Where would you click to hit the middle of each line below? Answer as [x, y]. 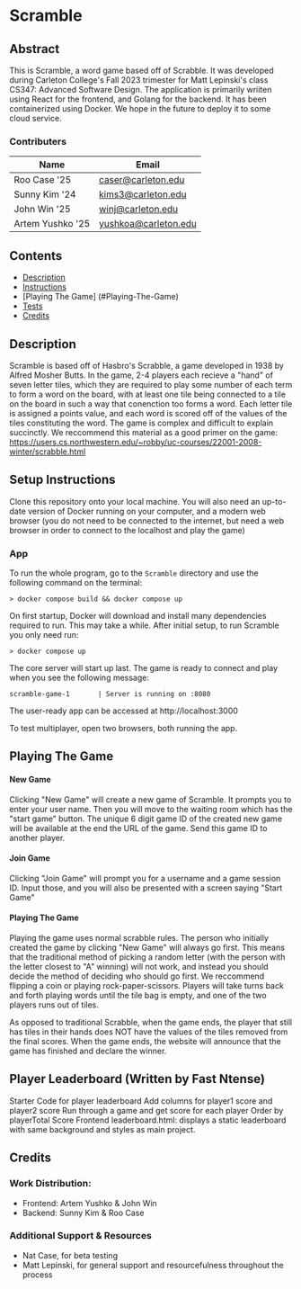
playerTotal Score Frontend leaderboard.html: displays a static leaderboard [148, 1120]
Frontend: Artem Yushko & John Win [89, 1203]
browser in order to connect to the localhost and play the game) [127, 530]
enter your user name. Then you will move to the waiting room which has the [151, 809]
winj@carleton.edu [138, 210]
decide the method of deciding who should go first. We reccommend [137, 976]
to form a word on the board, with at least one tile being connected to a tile [147, 394]
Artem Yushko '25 [52, 224]
